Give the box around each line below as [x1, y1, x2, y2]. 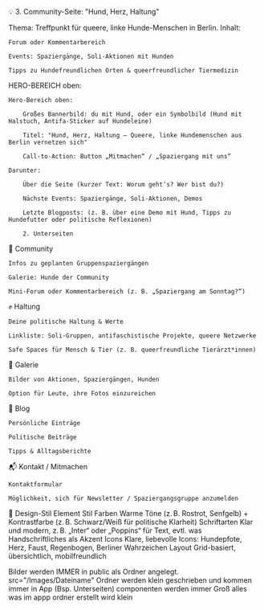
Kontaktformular [8, 481, 63, 489]
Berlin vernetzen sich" [8, 138, 88, 146]
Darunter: [8, 166, 42, 174]
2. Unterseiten [22, 230, 74, 238]
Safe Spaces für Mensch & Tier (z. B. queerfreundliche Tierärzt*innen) [8, 346, 257, 354]
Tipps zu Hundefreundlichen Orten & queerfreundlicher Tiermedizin [8, 67, 239, 75]
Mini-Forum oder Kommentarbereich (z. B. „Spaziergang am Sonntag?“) [8, 288, 246, 296]
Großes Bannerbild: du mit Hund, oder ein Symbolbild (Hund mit [22, 110, 242, 118]
